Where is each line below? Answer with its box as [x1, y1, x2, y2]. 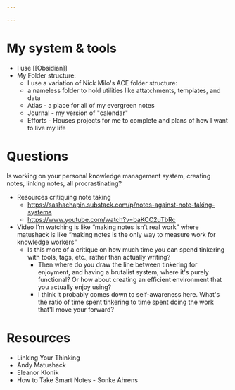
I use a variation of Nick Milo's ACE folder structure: [27, 78, 177, 87]
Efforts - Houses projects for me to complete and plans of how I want [27, 116, 228, 124]
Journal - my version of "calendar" [27, 109, 128, 117]
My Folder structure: [16, 71, 77, 80]
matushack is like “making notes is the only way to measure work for [16, 230, 216, 238]
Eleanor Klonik [16, 368, 59, 377]
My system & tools [6, 40, 117, 56]
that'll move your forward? [37, 305, 114, 314]
